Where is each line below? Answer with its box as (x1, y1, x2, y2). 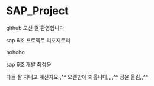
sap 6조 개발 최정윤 (6, 61, 52, 68)
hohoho (6, 48, 25, 55)
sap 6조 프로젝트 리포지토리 (6, 37, 71, 44)
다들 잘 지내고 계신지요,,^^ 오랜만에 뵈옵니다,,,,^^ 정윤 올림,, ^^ (6, 73, 148, 80)
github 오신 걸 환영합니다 (6, 24, 65, 31)
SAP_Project (6, 4, 69, 18)
